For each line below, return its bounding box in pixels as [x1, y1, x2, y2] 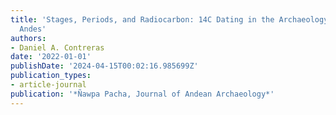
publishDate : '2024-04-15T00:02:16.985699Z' [10, 61, 199, 71]
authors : [10, 33, 47, 43]
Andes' [19, 24, 47, 34]
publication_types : [10, 71, 92, 81]
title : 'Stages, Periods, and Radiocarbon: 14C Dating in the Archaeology [10, 14, 329, 25]
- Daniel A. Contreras [10, 42, 105, 53]
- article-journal [10, 80, 87, 90]
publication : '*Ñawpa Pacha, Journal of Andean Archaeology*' [10, 89, 275, 99]
